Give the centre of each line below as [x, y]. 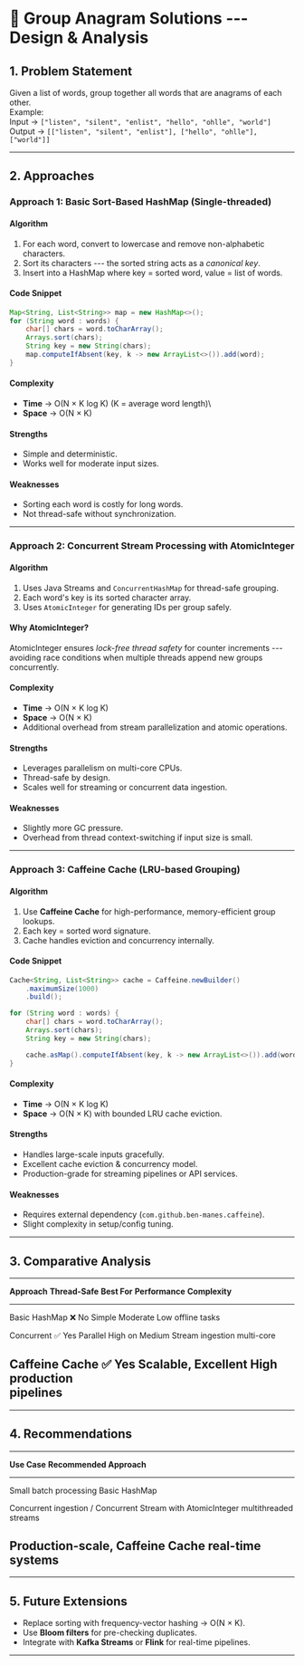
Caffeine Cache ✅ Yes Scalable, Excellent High [143, 1365]
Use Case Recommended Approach [78, 1464]
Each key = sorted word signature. [86, 931]
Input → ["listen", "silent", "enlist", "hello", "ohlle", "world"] [140, 122]
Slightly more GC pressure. [73, 828]
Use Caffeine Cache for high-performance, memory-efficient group [149, 911]
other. [20, 102]
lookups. [38, 921]
